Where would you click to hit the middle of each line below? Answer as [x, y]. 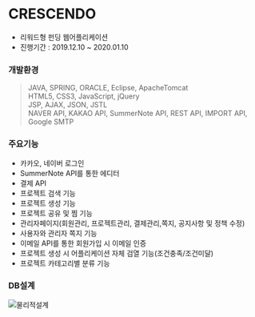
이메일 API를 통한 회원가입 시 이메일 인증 [83, 243]
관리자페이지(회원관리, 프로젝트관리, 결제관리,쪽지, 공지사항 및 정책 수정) [132, 223]
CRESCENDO [52, 14]
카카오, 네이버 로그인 [52, 163]
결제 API [33, 183]
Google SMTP [51, 122]
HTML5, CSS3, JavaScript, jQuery [84, 96]
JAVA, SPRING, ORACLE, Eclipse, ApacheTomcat [108, 88]
